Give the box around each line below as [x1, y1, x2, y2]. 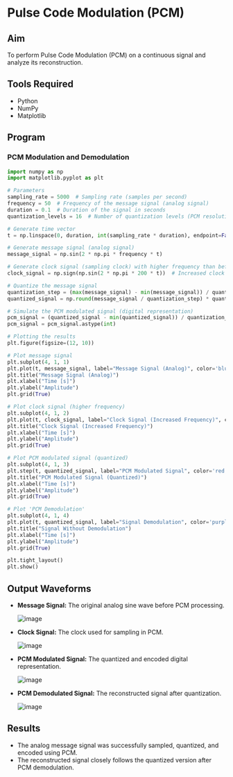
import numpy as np [7, 168, 64, 175]
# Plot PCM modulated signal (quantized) [7, 454, 129, 462]
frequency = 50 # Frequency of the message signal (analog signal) [7, 200, 209, 207]
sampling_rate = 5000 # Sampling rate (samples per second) [7, 194, 188, 200]
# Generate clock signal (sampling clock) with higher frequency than [7, 264, 216, 271]
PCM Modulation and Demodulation [7, 153, 130, 162]
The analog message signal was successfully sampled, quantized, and [17, 741, 219, 749]
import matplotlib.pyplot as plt [7, 175, 104, 182]
